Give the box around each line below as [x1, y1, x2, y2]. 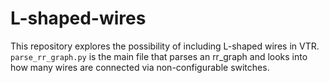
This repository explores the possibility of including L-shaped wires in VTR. [10, 40, 320, 52]
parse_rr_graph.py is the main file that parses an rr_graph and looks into [10, 50, 308, 62]
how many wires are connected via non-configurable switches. [10, 61, 270, 73]
